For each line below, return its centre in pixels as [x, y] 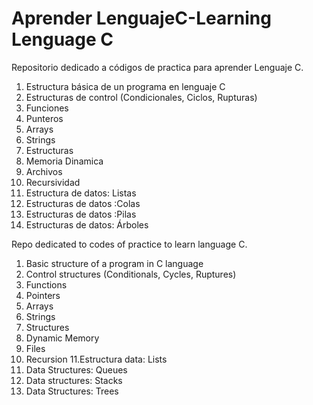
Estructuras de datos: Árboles [87, 224]
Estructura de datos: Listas [81, 193]
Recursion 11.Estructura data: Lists [96, 359]
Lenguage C [62, 39]
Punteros [44, 118]
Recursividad [53, 182]
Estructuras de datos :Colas [83, 203]
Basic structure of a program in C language [114, 263]
